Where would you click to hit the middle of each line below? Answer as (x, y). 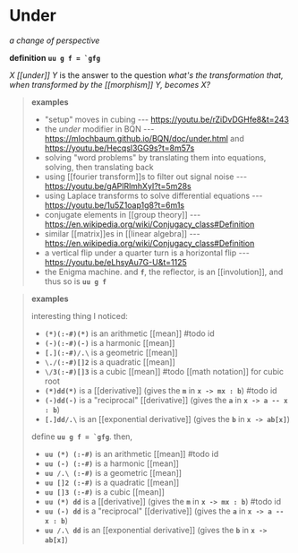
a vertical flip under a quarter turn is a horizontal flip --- (147, 253)
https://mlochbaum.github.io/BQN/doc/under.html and (144, 138)
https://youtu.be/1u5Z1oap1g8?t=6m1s (115, 205)
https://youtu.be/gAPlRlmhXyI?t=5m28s (118, 186)
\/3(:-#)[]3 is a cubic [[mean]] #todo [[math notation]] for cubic (164, 371)
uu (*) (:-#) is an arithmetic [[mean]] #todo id (132, 454)
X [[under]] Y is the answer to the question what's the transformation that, (146, 75)
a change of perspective (55, 40)
